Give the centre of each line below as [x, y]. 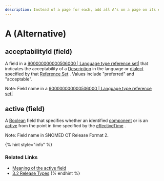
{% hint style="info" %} [29, 145]
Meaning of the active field [39, 168]
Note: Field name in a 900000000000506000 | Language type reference [79, 88]
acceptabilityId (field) [39, 52]
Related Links [21, 158]
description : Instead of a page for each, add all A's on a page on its [81, 10]
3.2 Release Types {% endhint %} [46, 173]
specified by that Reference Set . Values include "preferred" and [70, 74]
